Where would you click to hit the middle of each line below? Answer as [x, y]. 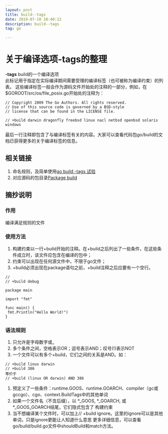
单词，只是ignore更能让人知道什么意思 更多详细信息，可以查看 [77, 420]
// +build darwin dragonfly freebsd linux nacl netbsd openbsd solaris [81, 120]
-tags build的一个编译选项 [32, 74]
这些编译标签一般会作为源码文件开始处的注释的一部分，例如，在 [81, 87]
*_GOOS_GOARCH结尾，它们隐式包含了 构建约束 [62, 407]
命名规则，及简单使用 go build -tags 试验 [54, 171]
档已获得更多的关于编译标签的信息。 [43, 141]
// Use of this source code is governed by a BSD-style [65, 107]
